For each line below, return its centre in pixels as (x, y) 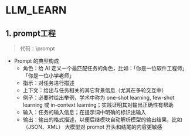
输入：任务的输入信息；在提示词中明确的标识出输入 (84, 112)
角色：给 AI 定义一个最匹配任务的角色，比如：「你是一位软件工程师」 (105, 68)
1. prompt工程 (31, 33)
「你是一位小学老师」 (48, 76)
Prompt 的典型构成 (36, 61)
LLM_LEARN (36, 10)
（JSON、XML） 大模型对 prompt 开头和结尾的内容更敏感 (92, 127)
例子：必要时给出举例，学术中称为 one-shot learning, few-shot (99, 98)
